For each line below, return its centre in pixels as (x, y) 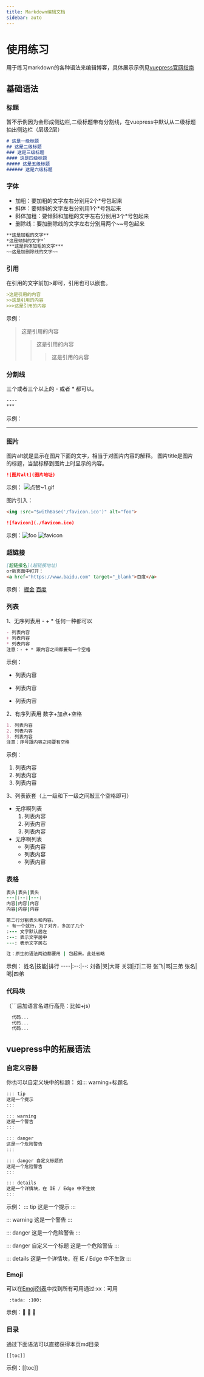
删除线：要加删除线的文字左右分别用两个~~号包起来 (80, 224)
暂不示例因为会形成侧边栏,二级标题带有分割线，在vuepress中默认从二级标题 (101, 122)
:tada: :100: (25, 1300)
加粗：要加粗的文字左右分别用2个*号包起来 (69, 200)
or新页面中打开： (25, 571)
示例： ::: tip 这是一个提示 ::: (41, 1207)
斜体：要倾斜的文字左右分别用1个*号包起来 (68, 208)
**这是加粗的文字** (28, 235)
